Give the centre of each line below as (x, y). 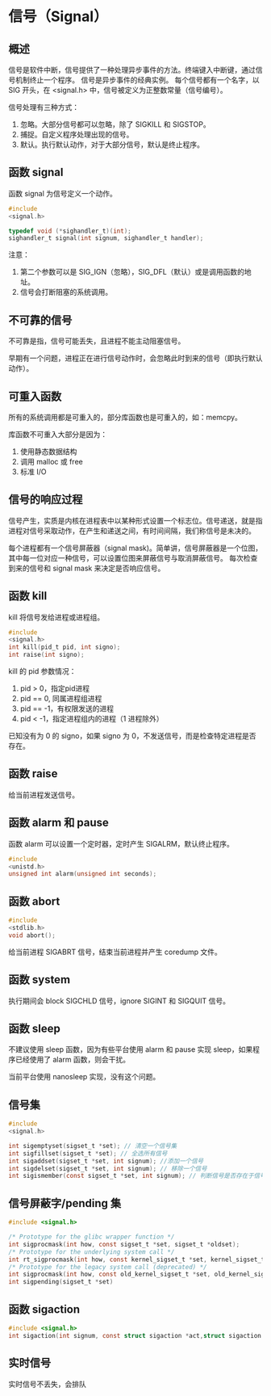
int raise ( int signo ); (46, 655)
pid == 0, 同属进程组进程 (61, 699)
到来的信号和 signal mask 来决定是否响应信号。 (87, 568)
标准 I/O (33, 471)
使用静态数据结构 (48, 451)
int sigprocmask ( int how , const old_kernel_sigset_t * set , (110, 1274)
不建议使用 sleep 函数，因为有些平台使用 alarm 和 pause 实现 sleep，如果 (131, 1049)
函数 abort (34, 901)
